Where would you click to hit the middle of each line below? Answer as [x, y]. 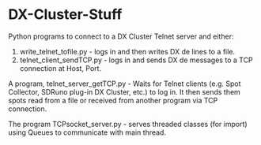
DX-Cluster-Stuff [65, 15]
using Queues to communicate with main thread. [87, 132]
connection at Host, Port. [60, 68]
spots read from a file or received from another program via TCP [113, 100]
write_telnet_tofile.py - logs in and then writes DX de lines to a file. [127, 51]
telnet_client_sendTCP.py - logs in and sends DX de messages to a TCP [136, 60]
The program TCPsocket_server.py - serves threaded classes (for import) [128, 124]
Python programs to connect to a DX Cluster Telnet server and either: [121, 36]
